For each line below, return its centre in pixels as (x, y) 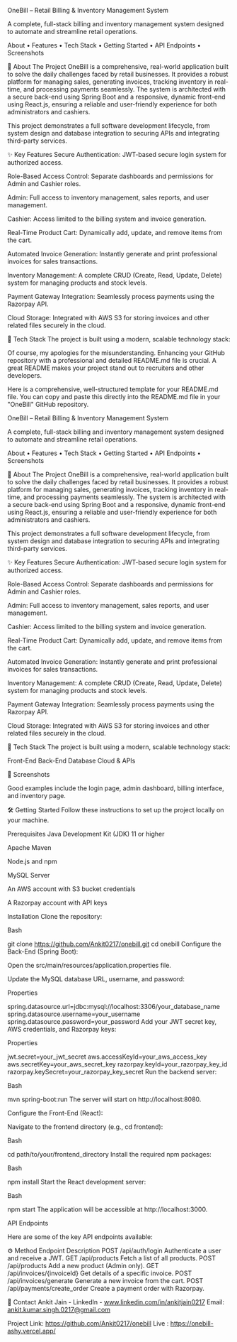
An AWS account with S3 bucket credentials (71, 889)
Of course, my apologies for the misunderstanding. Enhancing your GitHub (116, 353)
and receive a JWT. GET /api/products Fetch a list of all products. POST (111, 1258)
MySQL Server (29, 875)
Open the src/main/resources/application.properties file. (89, 965)
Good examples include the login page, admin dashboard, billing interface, (116, 788)
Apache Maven (29, 847)
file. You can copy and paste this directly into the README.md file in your (114, 397)
